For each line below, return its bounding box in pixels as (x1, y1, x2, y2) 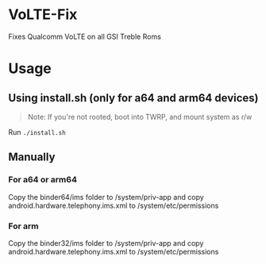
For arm (8, 220, 39, 231)
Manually (8, 151, 56, 164)
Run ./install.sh (8, 127, 66, 136)
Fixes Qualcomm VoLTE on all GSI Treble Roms (8, 32, 161, 41)
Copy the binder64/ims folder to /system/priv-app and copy (8, 192, 204, 201)
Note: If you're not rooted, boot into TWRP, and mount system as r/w (27, 112, 253, 121)
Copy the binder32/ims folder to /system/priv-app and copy (8, 238, 204, 247)
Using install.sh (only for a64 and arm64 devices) (8, 91, 259, 105)
